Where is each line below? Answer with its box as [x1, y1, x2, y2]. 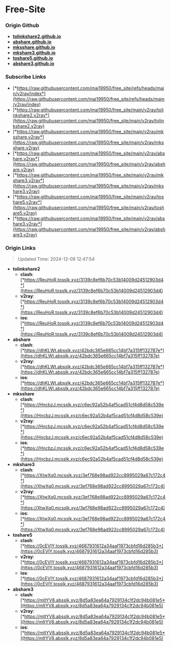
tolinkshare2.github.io [12, 33, 61, 39]
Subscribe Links [5, 73, 46, 80]
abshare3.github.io [12, 60, 54, 67]
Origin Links [5, 244, 36, 251]
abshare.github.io [12, 39, 52, 45]
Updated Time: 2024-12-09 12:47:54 [17, 256, 95, 262]
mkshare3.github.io [12, 50, 56, 56]
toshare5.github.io [12, 55, 53, 61]
